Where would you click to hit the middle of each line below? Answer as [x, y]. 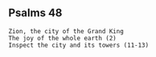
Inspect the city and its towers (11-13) [79, 45]
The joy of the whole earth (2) [62, 38]
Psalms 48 [35, 13]
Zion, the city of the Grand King [66, 31]
